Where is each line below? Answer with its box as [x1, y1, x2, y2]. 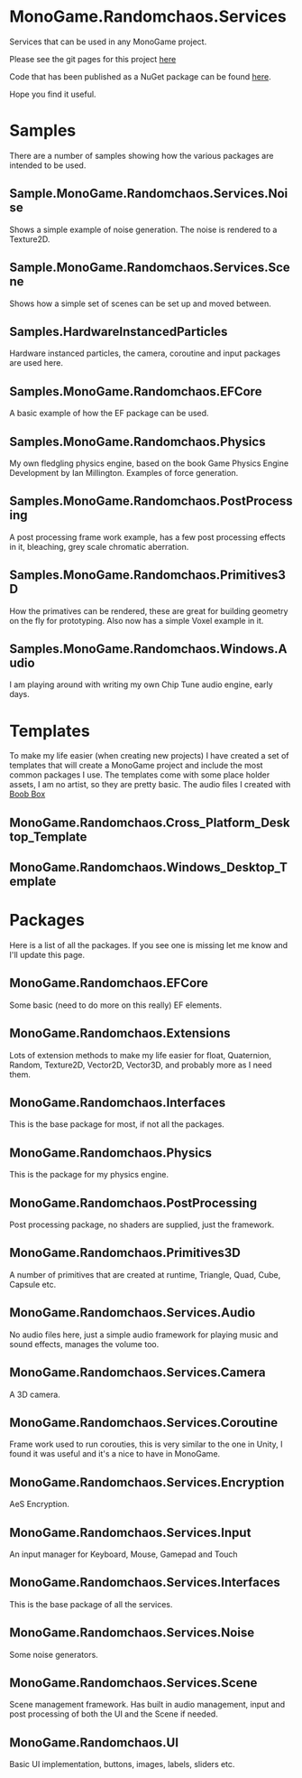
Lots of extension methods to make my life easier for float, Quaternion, [9, 1049, 272, 1060]
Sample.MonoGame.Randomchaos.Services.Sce [9, 260, 290, 275]
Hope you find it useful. [9, 88, 96, 99]
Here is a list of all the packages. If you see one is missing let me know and [9, 940, 288, 951]
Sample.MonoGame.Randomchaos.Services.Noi [9, 186, 288, 201]
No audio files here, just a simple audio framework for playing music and [9, 1329, 279, 1340]
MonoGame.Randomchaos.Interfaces [9, 1095, 226, 1111]
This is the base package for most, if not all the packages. [9, 1119, 225, 1130]
